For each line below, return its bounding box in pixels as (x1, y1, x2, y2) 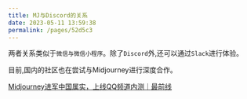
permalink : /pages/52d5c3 (8, 26, 93, 34)
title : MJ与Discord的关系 (8, 11, 89, 20)
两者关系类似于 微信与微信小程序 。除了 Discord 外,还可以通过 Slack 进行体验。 (8, 49, 244, 58)
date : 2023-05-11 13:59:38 (8, 19, 96, 27)
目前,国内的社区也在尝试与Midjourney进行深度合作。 (8, 65, 178, 75)
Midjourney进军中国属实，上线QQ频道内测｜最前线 (8, 82, 173, 91)
